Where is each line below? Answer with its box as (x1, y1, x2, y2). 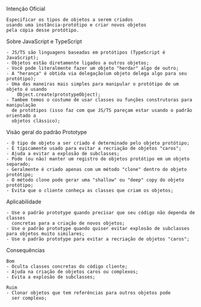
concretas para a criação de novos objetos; (11, 220, 125, 226)
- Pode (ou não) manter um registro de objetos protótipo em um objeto (6, 156, 190, 162)
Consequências (6, 247, 45, 253)
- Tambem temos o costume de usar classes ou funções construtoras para (6, 97, 193, 103)
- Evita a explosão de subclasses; (6, 274, 96, 280)
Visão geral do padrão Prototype (6, 129, 87, 135)
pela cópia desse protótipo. (6, 27, 79, 33)
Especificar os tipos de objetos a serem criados (6, 17, 134, 23)
